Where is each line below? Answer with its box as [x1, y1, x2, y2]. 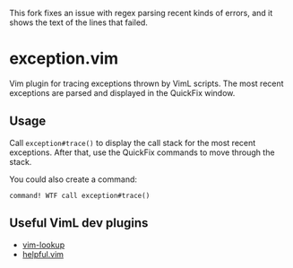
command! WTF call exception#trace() [9, 191, 151, 200]
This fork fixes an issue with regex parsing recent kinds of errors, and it [9, 8, 273, 18]
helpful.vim [22, 248, 65, 259]
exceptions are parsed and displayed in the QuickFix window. [9, 87, 236, 98]
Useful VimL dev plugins [9, 215, 149, 231]
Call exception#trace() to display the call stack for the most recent [9, 137, 256, 148]
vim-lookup [22, 239, 65, 250]
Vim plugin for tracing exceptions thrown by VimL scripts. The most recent [9, 78, 284, 89]
